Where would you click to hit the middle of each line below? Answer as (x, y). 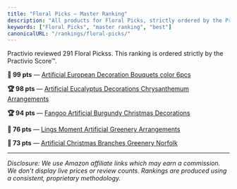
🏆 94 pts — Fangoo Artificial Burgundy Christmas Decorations (99, 113)
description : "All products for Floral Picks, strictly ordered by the (115, 20)
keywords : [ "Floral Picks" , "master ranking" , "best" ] (90, 27)
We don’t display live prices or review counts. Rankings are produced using (117, 171)
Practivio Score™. (32, 61)
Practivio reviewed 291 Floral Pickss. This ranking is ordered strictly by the (115, 54)
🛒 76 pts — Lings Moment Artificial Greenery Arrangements (94, 129)
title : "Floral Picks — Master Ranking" (68, 14)
